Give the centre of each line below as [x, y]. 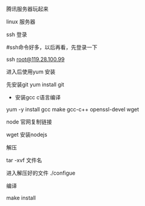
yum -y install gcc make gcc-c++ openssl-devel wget [73, 109]
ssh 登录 [17, 34]
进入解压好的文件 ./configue [41, 173]
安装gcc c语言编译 [38, 97]
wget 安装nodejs [27, 135]
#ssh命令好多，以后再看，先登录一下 [52, 47]
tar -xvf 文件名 [24, 160]
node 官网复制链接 [29, 122]
